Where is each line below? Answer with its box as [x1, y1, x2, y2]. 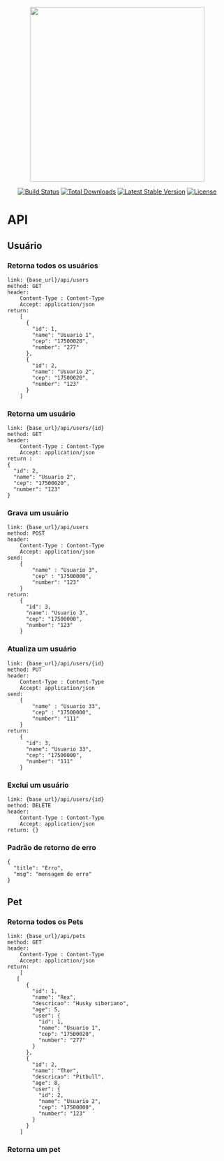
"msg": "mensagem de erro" [13, 871, 92, 878]
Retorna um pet [7, 1144, 61, 1154]
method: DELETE [7, 802, 52, 809]
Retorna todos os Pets [7, 916, 84, 926]
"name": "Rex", [32, 994, 77, 1001]
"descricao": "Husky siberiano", [32, 1000, 130, 1007]
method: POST [7, 530, 45, 538]
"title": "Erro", [13, 865, 64, 872]
